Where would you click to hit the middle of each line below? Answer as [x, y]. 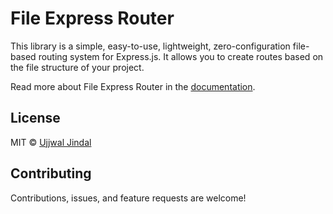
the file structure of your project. [77, 67]
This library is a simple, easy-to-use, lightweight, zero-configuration [150, 46]
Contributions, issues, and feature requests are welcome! [128, 198]
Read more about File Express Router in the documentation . [133, 86]
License [35, 118]
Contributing [51, 173]
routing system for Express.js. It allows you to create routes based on [181, 56]
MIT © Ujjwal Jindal [51, 142]
